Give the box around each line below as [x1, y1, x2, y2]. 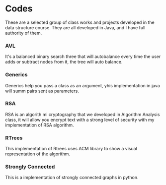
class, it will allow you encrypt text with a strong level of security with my [5, 117, 155, 123]
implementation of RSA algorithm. [5, 122, 74, 128]
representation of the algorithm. [5, 151, 71, 157]
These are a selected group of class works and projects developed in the [5, 19, 155, 25]
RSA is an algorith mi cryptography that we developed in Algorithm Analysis [5, 111, 160, 117]
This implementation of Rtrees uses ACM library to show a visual [5, 146, 138, 152]
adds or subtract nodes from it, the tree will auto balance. [5, 59, 123, 65]
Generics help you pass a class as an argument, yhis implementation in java [5, 82, 160, 88]
